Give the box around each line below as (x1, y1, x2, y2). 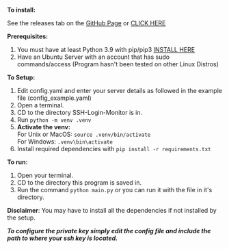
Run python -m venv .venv (16, 116, 92, 124)
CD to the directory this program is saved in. (16, 179, 142, 187)
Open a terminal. (16, 101, 64, 109)
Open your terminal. (16, 171, 74, 179)
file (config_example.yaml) (16, 94, 92, 102)
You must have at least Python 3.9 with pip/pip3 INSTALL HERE (16, 46, 196, 53)
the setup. (7, 213, 36, 222)
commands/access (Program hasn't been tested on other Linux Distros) (16, 60, 219, 68)
